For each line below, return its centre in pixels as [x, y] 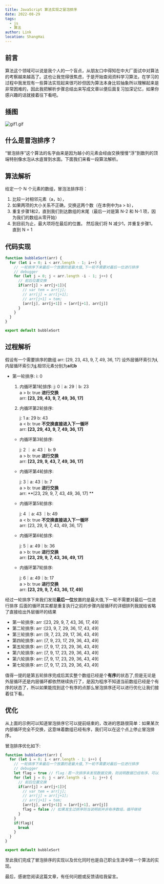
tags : [10, 19]
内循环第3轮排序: [36, 439]
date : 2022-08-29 [23, 14]
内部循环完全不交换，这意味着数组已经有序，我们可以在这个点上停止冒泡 [78, 729]
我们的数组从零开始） [38, 217]
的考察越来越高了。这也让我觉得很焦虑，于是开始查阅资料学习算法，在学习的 [82, 77]
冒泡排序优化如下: [23, 746]
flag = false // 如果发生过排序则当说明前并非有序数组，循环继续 [82, 810]
